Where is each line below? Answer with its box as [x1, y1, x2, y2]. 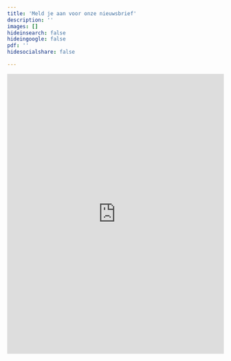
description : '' [7, 17, 54, 23]
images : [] [7, 23, 38, 30]
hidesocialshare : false [7, 49, 76, 56]
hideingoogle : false [7, 36, 67, 43]
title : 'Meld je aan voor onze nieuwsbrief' [7, 10, 137, 17]
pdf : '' [7, 42, 30, 49]
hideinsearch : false [7, 29, 67, 37]
